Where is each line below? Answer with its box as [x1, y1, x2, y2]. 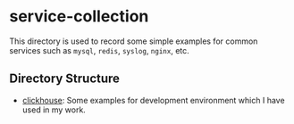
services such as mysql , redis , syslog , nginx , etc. [9, 45, 189, 55]
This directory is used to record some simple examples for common [9, 36, 258, 46]
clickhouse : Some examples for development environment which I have [21, 95, 285, 105]
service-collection [9, 6, 149, 27]
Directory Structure [9, 71, 121, 87]
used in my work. [21, 104, 87, 115]
